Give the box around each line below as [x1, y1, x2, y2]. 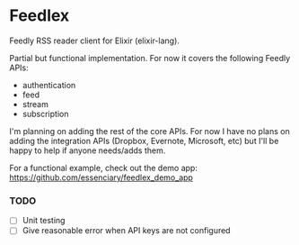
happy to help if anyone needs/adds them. [9, 145, 166, 156]
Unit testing [22, 215, 66, 226]
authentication [22, 79, 76, 90]
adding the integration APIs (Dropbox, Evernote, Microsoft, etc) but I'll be [9, 135, 279, 146]
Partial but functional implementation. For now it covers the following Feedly [9, 52, 291, 63]
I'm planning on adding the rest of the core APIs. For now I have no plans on [9, 125, 290, 136]
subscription [22, 108, 69, 119]
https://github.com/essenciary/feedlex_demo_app [9, 172, 193, 183]
